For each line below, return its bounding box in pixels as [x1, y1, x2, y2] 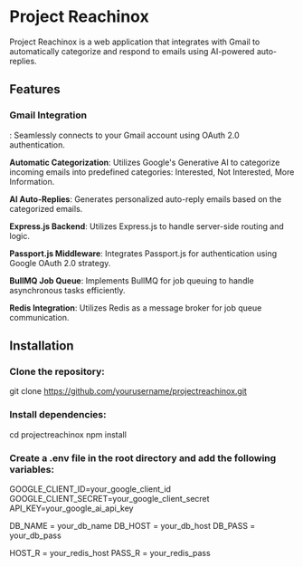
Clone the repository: [9, 365, 106, 378]
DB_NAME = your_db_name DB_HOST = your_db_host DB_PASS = [9, 520, 256, 531]
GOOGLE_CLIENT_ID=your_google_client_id [9, 483, 172, 495]
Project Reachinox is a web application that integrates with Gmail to [9, 36, 260, 47]
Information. [9, 176, 55, 187]
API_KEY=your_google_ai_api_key [9, 503, 134, 514]
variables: [9, 463, 54, 476]
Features [9, 82, 61, 97]
